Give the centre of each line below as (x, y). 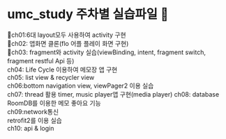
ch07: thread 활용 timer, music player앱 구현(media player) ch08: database (113, 94)
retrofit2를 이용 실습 (35, 120)
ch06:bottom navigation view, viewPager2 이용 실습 (81, 85)
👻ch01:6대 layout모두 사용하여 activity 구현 (67, 35)
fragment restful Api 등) (41, 60)
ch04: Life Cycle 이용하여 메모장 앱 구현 (62, 69)
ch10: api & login (31, 128)
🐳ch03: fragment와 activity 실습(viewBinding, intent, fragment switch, (106, 52)
